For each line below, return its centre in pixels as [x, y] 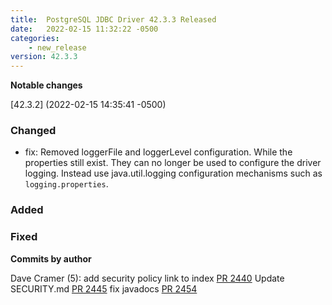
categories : [35, 38]
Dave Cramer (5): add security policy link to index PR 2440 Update [147, 278]
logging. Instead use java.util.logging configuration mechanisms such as [173, 173]
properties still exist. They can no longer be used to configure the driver [173, 163]
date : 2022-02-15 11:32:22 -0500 [84, 29]
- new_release [57, 47]
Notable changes [46, 85]
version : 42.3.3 [44, 57]
